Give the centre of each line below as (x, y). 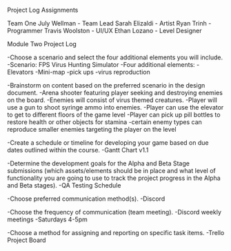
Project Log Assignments (43, 10)
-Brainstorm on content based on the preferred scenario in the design (106, 85)
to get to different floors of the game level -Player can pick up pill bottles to (114, 114)
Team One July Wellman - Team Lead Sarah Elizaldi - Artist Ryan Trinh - (109, 23)
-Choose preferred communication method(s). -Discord (86, 199)
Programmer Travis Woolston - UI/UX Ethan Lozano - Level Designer (104, 31)
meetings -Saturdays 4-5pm (47, 219)
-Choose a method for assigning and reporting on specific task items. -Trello (116, 233)
